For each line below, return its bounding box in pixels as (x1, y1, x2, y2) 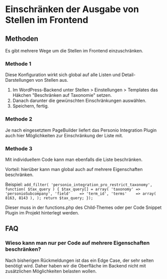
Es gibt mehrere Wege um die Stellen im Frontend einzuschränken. (5, 48, 143, 53)
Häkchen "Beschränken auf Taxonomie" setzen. (12, 92, 112, 98)
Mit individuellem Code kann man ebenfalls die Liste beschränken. (5, 156, 143, 162)
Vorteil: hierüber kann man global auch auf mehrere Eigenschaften (5, 166, 143, 172)
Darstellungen (5, 77, 34, 83)
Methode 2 (5, 116, 33, 123)
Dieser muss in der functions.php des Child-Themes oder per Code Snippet (5, 204, 162, 210)
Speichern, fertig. (12, 103, 49, 109)
